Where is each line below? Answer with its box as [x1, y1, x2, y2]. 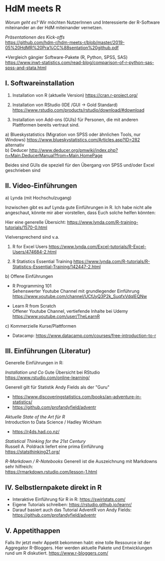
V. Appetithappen [5, 526, 61, 535]
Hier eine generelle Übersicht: [5, 219, 66, 225]
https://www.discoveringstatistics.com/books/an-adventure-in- [12, 394, 142, 400]
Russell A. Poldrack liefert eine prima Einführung [5, 443, 104, 450]
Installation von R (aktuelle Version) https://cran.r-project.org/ [12, 92, 138, 98]
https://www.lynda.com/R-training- [67, 219, 138, 225]
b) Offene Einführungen [5, 273, 53, 279]
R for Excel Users [12, 243, 48, 250]
